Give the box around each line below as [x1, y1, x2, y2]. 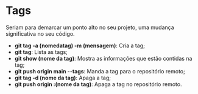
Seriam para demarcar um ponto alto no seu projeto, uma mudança [5, 24, 174, 31]
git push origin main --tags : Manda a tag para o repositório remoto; [14, 67, 185, 75]
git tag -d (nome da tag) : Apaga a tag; [14, 74, 111, 81]
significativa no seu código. [5, 30, 75, 37]
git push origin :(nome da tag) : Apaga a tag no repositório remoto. [14, 80, 182, 88]
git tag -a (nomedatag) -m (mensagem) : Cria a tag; [14, 42, 146, 49]
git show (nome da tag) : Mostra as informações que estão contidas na [14, 55, 193, 62]
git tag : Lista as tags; [14, 48, 68, 55]
